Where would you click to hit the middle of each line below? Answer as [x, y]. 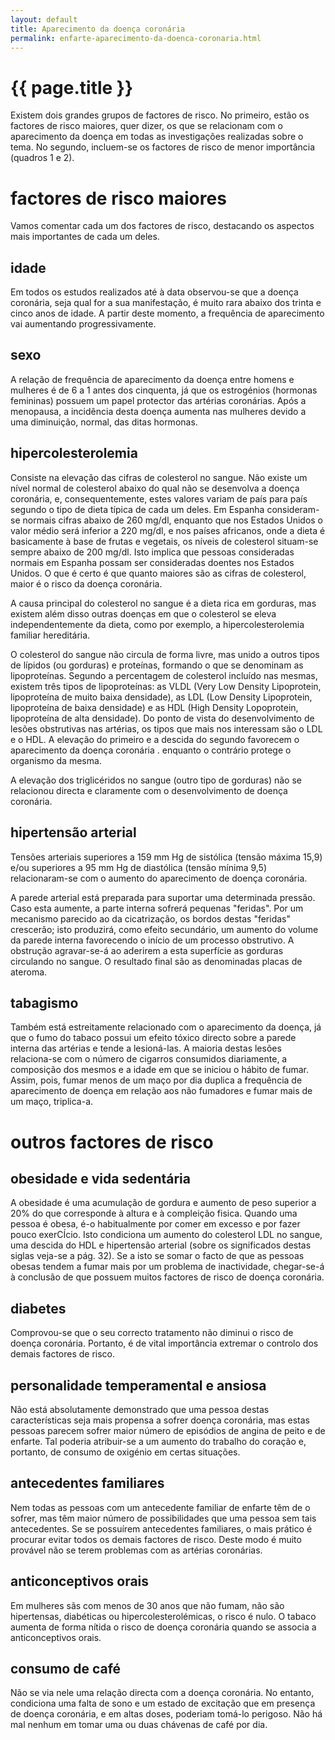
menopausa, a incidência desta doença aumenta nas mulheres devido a [158, 411]
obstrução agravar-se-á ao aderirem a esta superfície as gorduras [147, 950]
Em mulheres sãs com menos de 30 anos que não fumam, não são [147, 1605]
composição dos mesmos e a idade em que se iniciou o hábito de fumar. [159, 1070]
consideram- [293, 509]
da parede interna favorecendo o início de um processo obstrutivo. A [152, 940]
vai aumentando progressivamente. [83, 324]
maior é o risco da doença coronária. [86, 583]
